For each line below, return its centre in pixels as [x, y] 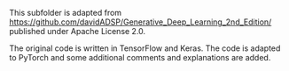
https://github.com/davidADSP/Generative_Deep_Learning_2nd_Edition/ [141, 22]
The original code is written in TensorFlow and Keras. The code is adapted [145, 48]
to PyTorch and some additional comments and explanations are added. [140, 57]
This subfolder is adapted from [66, 13]
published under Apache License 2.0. [78, 31]
